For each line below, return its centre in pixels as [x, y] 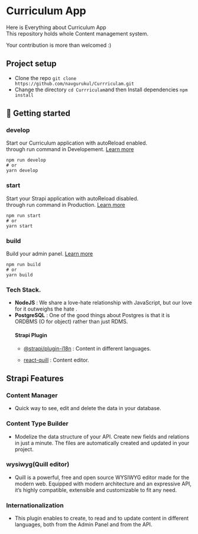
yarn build [20, 275]
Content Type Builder [38, 424]
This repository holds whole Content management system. [77, 33]
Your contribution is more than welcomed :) [59, 45]
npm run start [24, 215]
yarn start [20, 226]
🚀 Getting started [38, 113]
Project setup [32, 64]
